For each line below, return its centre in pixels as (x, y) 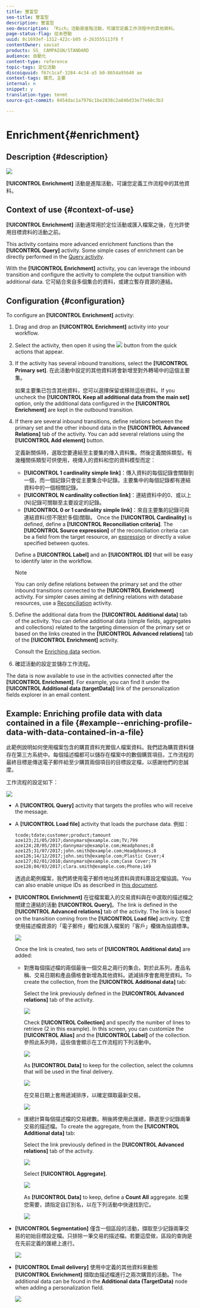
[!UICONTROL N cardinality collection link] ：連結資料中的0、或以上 (107, 495)
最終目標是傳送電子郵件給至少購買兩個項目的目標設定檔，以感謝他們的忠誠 (97, 762)
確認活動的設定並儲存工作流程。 (54, 664)
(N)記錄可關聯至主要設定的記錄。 (64, 503)
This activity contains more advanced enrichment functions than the (90, 244)
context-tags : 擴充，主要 (36, 78)
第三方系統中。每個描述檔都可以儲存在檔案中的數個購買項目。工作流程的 (105, 755)
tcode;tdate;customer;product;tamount (63, 835)
